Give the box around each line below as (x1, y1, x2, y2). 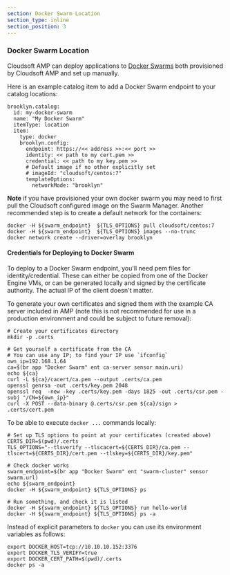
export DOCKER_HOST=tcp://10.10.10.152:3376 (7, 543, 137, 550)
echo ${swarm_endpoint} (7, 480, 76, 487)
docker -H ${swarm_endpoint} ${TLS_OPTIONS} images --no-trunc (7, 228, 196, 235)
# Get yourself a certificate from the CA (7, 345, 131, 353)
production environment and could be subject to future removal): (7, 314, 192, 322)
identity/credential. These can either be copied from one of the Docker (7, 271, 209, 280)
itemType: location (13, 121, 70, 128)
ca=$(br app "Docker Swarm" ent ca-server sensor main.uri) (7, 364, 184, 371)
